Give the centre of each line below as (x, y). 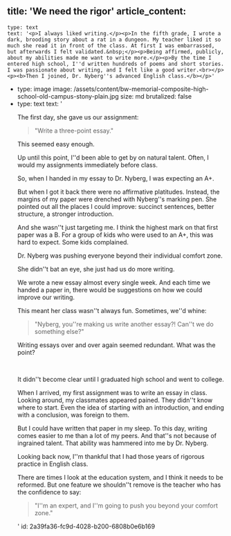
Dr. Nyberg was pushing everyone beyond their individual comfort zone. (120, 256)
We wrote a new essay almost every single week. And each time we (114, 282)
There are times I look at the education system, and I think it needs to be (120, 477)
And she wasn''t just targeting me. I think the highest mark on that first (118, 227)
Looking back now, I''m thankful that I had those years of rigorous (111, 456)
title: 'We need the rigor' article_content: (97, 11)
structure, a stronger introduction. (65, 214)
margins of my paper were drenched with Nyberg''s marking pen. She (117, 199)
